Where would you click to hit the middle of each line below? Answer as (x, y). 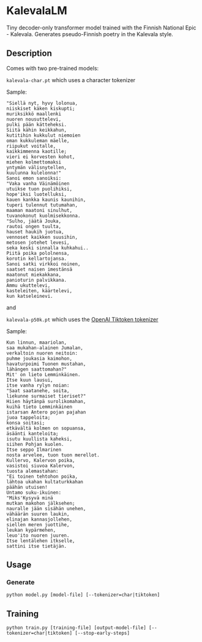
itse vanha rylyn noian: (38, 385)
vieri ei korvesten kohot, (41, 157)
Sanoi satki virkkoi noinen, (43, 264)
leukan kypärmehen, (31, 530)
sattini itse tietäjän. (37, 546)
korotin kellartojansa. (37, 259)
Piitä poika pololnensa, (38, 253)
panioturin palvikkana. (37, 280)
